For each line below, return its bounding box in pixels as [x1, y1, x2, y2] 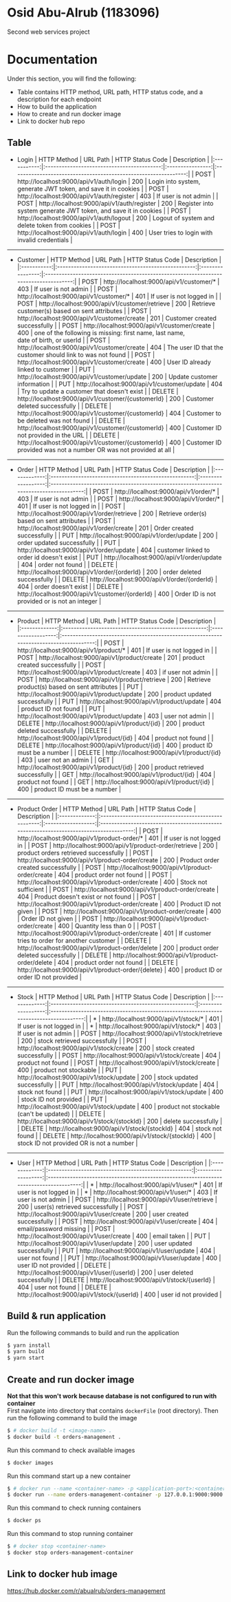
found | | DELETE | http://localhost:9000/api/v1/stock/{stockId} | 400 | [16, 1131, 216, 1140]
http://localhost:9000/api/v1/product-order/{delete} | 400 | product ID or [16, 965, 223, 974]
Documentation [7, 52, 98, 67]
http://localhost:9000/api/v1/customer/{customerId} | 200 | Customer [16, 394, 214, 403]
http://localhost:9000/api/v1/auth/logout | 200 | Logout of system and [16, 213, 215, 222]
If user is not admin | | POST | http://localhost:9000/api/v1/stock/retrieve [16, 1029, 223, 1037]
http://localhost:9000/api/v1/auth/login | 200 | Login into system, [16, 177, 201, 185]
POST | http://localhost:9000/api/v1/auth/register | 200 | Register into [16, 199, 214, 207]
